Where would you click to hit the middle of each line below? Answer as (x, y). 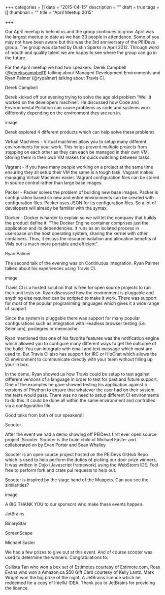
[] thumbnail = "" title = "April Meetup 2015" (49, 12)
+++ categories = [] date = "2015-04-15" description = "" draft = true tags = (82, 7)
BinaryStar (16, 523)
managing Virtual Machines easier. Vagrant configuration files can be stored (82, 177)
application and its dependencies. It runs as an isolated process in (72, 228)
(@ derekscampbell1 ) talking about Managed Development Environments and (83, 73)
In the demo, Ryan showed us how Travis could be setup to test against (78, 374)
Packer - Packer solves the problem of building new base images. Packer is (82, 192)
